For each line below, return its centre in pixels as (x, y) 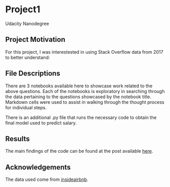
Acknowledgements (38, 167)
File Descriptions (33, 73)
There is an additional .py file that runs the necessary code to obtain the (81, 117)
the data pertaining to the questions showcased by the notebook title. (78, 97)
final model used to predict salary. (41, 123)
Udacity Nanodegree (27, 24)
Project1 (23, 9)
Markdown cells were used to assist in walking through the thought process (85, 102)
